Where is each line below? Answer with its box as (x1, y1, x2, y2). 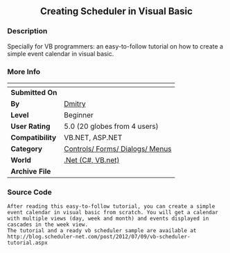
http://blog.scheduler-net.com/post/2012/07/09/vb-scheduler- (7, 234, 191, 241)
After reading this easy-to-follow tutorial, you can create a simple (7, 203, 215, 210)
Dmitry (64, 98, 86, 108)
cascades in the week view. (7, 221, 89, 228)
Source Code (7, 187, 52, 197)
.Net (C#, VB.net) (64, 155, 120, 165)
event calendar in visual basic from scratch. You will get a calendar (7, 209, 218, 216)
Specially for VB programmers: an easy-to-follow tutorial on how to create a (7, 42, 224, 51)
